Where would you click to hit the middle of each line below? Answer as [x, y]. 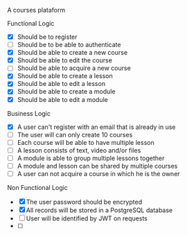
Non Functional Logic [37, 188]
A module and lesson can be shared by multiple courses [97, 166]
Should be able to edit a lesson [61, 84]
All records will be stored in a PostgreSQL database [99, 210]
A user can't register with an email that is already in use [96, 127]
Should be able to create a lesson [65, 76]
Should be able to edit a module [63, 99]
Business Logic [29, 113]
